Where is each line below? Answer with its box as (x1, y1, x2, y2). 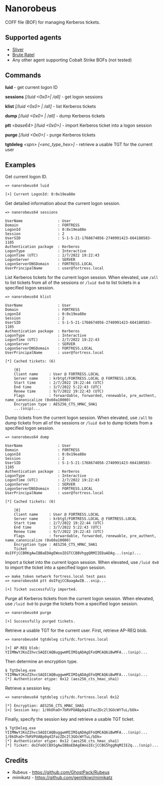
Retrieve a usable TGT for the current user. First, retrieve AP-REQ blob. (5, 627, 148, 634)
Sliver (12, 46, 24, 52)
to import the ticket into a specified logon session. (5, 564, 106, 570)
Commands (5, 71, 42, 80)
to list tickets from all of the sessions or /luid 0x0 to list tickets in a (5, 280, 141, 285)
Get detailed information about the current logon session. (5, 200, 121, 206)
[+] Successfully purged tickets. (5, 619, 76, 624)
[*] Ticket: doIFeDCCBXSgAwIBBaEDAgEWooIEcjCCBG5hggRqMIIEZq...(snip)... (5, 743, 159, 748)
